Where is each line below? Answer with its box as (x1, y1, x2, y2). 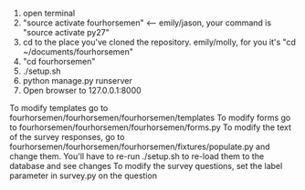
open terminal (22, 8, 76, 18)
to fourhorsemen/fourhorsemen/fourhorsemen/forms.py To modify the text (9, 122, 292, 133)
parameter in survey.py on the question (9, 170, 158, 181)
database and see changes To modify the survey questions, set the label (9, 161, 283, 171)
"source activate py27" (22, 27, 110, 37)
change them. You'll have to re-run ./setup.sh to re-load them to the (9, 151, 265, 162)
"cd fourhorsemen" (22, 56, 96, 66)
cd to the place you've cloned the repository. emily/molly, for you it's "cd (22, 36, 297, 47)
